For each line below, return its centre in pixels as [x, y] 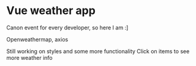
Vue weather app [51, 11]
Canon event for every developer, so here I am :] [67, 28]
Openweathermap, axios [37, 39]
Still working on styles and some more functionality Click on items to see [98, 51]
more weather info [30, 57]
